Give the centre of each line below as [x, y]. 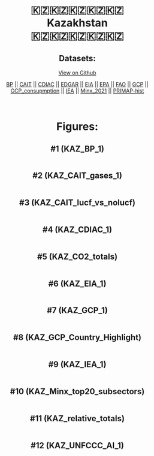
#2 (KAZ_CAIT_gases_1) [77, 176]
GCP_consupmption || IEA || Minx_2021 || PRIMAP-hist [77, 91]
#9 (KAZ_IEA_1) [77, 364]
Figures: [77, 127]
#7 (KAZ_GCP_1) [77, 310]
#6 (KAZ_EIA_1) [77, 283]
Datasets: [77, 58]
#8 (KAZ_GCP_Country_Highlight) [77, 337]
